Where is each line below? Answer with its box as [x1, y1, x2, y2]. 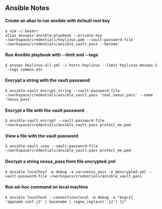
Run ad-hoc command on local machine [5, 184, 88, 190]
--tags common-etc [5, 67, 43, 72]
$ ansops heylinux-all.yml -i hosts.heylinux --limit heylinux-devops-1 [5, 62, 158, 68]
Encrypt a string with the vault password [5, 77, 90, 83]
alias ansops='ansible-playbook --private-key [5, 33, 102, 38]
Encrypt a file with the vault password [5, 107, 85, 113]
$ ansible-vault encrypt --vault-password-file [5, 118, 105, 123]
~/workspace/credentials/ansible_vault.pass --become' [5, 41, 120, 46]
